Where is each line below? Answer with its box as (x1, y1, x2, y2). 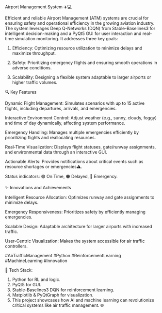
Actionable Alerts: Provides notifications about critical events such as (5, 159, 144, 164)
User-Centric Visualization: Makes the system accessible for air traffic (5, 238, 145, 244)
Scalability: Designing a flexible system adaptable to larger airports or (12, 74, 151, 80)
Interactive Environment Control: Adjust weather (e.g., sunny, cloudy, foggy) (5, 115, 157, 120)
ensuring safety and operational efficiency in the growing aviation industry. (5, 20, 155, 26)
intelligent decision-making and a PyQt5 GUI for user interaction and (5, 31, 142, 36)
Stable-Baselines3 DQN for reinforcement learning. (12, 287, 114, 293)
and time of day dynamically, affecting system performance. (5, 120, 126, 126)
